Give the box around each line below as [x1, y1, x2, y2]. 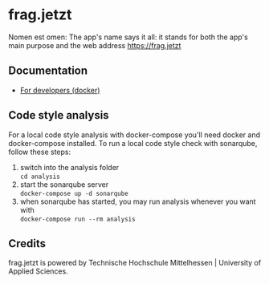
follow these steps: [8, 147, 71, 156]
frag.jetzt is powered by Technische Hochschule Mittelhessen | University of [8, 258, 262, 268]
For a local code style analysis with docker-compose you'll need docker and [8, 130, 261, 140]
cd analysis [19, 172, 60, 181]
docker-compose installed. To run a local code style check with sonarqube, [8, 138, 258, 148]
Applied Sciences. [8, 266, 68, 276]
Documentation [8, 64, 88, 78]
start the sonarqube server [19, 179, 109, 189]
